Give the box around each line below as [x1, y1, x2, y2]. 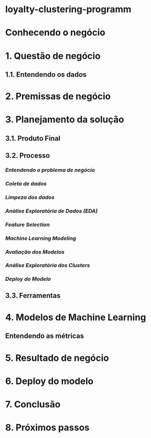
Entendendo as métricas [5, 332, 84, 340]
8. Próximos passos [5, 422, 90, 433]
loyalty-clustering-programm [5, 4, 132, 15]
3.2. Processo [5, 151, 50, 160]
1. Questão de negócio [5, 50, 101, 61]
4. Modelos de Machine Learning [5, 311, 146, 323]
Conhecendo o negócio [5, 27, 105, 39]
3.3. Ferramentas [5, 291, 61, 300]
